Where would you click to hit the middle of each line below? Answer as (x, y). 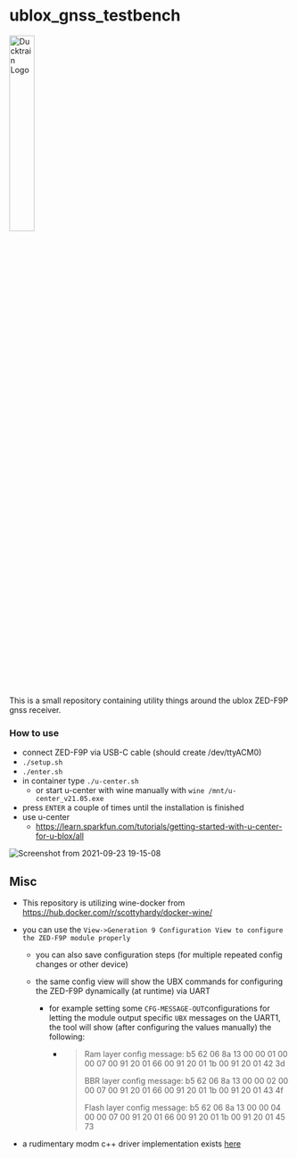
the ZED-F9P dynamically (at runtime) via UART (123, 991)
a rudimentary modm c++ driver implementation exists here (132, 1144)
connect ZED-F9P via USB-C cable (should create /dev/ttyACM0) (142, 753)
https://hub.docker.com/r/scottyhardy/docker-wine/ (117, 913)
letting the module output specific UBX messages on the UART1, (165, 1018)
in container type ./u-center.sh (81, 781)
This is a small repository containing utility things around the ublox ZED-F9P (148, 700)
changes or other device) (82, 964)
